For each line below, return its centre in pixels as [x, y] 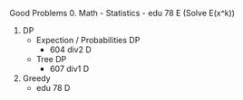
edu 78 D [53, 88]
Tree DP [51, 59]
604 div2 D [71, 50]
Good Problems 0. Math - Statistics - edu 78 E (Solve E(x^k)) [122, 13]
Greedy [37, 78]
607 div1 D [69, 68]
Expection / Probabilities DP [88, 40]
